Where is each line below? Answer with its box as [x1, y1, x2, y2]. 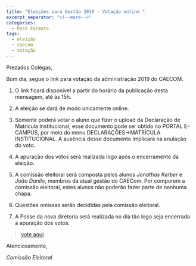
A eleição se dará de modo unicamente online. [14, 105, 129, 112]
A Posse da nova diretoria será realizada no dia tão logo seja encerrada [14, 212, 191, 220]
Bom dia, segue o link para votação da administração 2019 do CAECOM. [6, 75, 183, 82]
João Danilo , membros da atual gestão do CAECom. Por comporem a [14, 177, 185, 184]
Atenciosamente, [6, 242, 48, 249]
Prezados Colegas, [6, 64, 52, 71]
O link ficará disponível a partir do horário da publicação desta [14, 87, 169, 94]
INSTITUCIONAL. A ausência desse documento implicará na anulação [14, 135, 186, 142]
